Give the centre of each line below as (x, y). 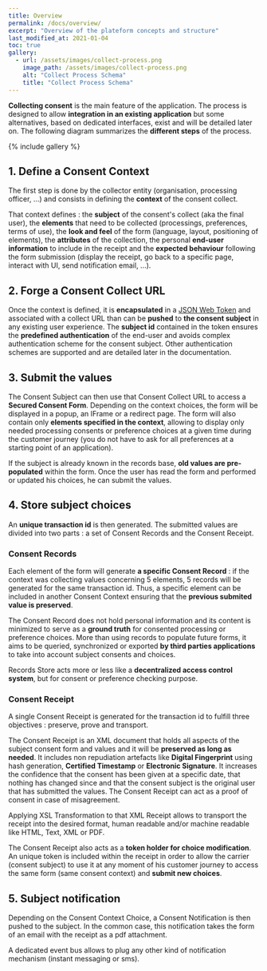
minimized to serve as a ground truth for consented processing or (117, 629)
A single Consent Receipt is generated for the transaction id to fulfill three (129, 717)
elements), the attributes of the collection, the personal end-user (116, 240)
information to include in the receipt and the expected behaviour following (132, 249)
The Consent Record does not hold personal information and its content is (130, 621)
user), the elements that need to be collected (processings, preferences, (128, 223)
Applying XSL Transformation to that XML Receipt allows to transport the (128, 815)
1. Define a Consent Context (79, 171)
